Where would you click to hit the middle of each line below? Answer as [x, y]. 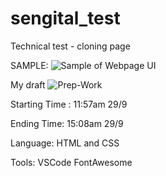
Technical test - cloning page [70, 46]
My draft [28, 84]
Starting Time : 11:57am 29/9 [69, 104]
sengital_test [65, 18]
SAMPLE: [29, 65]
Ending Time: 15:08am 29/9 [67, 123]
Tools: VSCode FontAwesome [71, 162]
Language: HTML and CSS [65, 143]
